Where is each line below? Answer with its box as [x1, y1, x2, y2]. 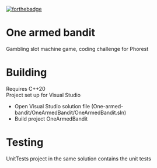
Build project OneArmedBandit [14, 115, 88, 122]
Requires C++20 [6, 85, 46, 92]
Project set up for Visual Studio [6, 91, 81, 98]
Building [6, 66, 47, 79]
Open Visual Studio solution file [14, 102, 90, 109]
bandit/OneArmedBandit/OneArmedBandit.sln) [14, 109, 127, 116]
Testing [6, 136, 44, 149]
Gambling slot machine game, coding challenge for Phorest [6, 45, 149, 52]
